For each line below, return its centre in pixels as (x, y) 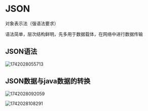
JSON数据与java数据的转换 (48, 81)
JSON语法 (21, 52)
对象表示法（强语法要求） (32, 23)
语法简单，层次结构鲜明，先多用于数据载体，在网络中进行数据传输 (74, 34)
